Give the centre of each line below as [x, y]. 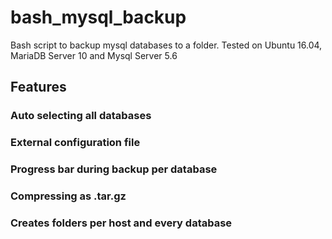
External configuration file [75, 143]
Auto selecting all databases [81, 116]
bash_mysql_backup [98, 17]
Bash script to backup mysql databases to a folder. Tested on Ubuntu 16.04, [166, 45]
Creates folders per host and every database [121, 223]
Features [38, 87]
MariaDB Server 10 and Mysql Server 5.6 [94, 55]
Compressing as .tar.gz [68, 196]
